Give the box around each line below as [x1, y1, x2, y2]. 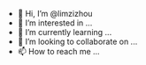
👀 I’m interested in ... [17, 18, 93, 28]
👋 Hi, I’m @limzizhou [17, 9, 93, 18]
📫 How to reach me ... [17, 47, 100, 56]
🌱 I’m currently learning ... [17, 27, 112, 37]
